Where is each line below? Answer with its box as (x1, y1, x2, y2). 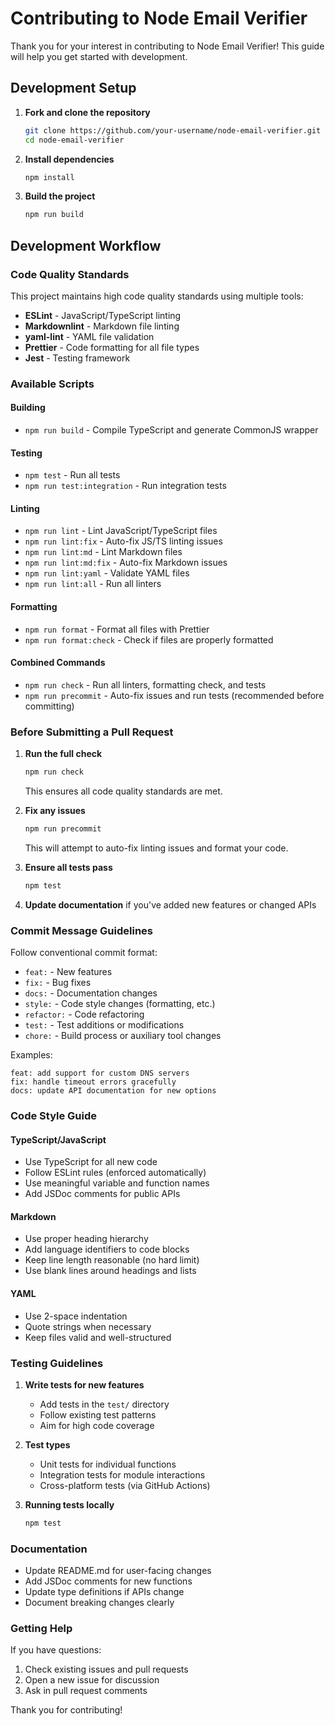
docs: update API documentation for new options (10, 1086, 217, 1096)
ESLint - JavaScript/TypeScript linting (24, 309, 182, 321)
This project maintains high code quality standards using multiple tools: (10, 290, 304, 302)
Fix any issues (24, 805, 86, 817)
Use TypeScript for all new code (24, 1156, 158, 1168)
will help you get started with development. (10, 50, 188, 62)
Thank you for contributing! (10, 1704, 123, 1716)
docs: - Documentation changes (24, 987, 158, 999)
